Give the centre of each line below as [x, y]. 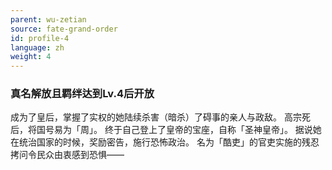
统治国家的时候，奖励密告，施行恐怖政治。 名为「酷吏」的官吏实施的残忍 [169, 142]
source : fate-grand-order [64, 29]
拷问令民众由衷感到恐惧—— [67, 155]
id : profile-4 [40, 38]
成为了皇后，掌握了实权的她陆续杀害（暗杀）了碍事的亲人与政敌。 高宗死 [160, 117]
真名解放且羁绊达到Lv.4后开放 [82, 94]
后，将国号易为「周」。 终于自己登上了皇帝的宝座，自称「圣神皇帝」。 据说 [161, 130]
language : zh [37, 47]
